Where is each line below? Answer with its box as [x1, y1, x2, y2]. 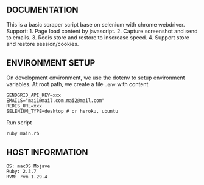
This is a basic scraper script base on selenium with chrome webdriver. [6, 21, 185, 28]
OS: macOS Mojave [6, 163, 51, 169]
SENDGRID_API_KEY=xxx [6, 92, 62, 98]
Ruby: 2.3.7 [6, 169, 37, 175]
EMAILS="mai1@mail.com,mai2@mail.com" [6, 97, 105, 104]
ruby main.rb [6, 130, 40, 136]
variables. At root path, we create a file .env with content [6, 80, 149, 87]
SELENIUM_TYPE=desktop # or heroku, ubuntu [6, 108, 119, 114]
